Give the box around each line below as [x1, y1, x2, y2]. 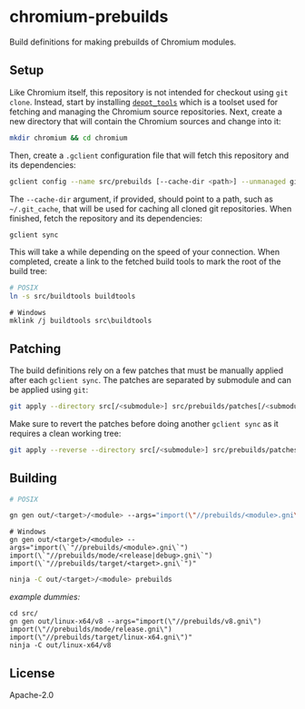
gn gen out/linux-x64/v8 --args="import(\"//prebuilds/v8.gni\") [9, 617, 261, 626]
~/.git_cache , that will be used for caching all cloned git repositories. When [9, 202, 292, 214]
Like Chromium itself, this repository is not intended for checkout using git [9, 86, 289, 97]
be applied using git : [9, 384, 89, 395]
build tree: [9, 266, 48, 277]
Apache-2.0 [9, 689, 54, 700]
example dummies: [9, 592, 81, 603]
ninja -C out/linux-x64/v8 [9, 641, 112, 650]
